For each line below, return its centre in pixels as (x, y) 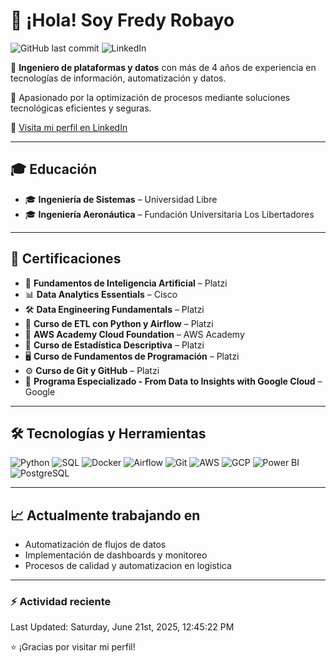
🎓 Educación (54, 169)
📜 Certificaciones (66, 259)
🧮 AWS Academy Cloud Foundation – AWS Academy (134, 334)
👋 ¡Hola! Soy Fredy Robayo (122, 20)
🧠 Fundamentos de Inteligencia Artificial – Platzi (126, 283)
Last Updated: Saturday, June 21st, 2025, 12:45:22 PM (122, 627)
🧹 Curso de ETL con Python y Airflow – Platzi (119, 323)
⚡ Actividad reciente (61, 602)
